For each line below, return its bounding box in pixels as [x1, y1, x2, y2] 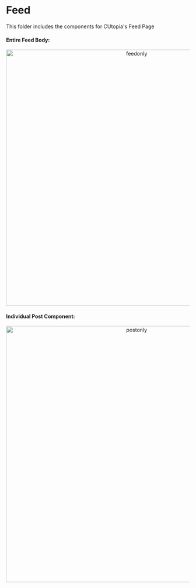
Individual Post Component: [6, 313, 75, 320]
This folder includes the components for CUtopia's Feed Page [6, 23, 155, 30]
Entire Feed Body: [6, 36, 50, 43]
